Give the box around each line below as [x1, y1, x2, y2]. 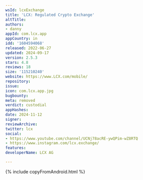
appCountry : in [5, 36, 38, 41]
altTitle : [5, 17, 27, 22]
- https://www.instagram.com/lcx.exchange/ [5, 141, 100, 146]
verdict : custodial [5, 103, 47, 108]
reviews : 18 [5, 64, 31, 70]
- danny [5, 27, 22, 32]
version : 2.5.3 [5, 55, 38, 60]
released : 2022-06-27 [5, 46, 52, 51]
